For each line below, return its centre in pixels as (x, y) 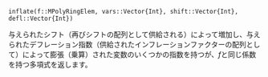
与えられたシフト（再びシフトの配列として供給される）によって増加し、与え (134, 34)
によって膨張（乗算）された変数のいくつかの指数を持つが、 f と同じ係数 (139, 55)
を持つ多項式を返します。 (50, 65)
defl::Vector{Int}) (41, 18)
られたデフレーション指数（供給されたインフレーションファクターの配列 (128, 45)
